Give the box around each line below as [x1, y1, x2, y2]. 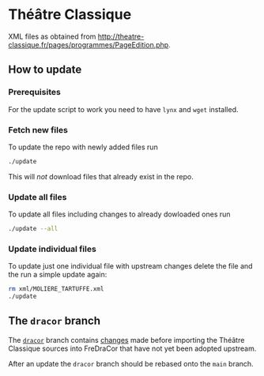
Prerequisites [8, 87, 61, 98]
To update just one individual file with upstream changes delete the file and [8, 261, 253, 271]
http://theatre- [97, 32, 145, 41]
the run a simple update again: [8, 270, 107, 280]
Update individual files [8, 243, 96, 254]
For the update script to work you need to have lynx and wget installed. [8, 104, 239, 114]
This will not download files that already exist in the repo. [8, 171, 194, 181]
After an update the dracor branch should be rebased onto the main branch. [8, 359, 255, 368]
